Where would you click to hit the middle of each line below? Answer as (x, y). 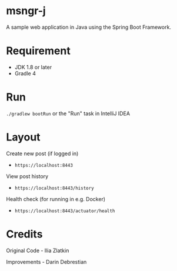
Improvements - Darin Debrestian (46, 262)
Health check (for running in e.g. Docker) (56, 199)
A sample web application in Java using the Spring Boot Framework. (89, 27)
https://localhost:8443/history (54, 188)
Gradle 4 (25, 73)
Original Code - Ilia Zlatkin (38, 250)
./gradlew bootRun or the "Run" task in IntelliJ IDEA (68, 113)
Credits (24, 234)
